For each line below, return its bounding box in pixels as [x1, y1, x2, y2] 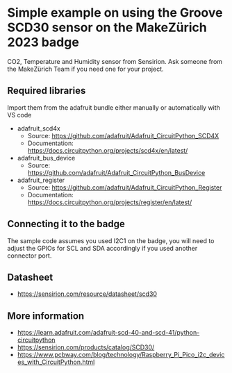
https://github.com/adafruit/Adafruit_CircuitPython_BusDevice [27, 168, 206, 176]
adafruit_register [17, 176, 65, 184]
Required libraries [7, 85, 86, 97]
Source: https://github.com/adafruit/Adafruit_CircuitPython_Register [27, 183, 222, 192]
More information [7, 310, 85, 322]
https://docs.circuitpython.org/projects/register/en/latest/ [27, 198, 192, 206]
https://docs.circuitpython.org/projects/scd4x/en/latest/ [27, 146, 188, 154]
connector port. [7, 251, 52, 260]
